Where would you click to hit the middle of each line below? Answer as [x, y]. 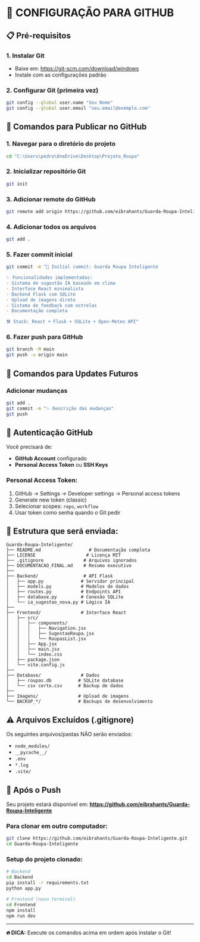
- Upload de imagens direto [41, 300]
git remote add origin [34, 211]
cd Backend [20, 878]
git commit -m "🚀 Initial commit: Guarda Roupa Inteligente [82, 267]
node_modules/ [32, 746]
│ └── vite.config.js [36, 665]
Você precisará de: [29, 447]
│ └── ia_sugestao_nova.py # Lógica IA [58, 602]
